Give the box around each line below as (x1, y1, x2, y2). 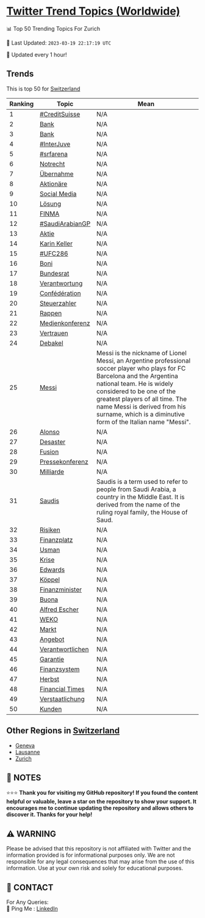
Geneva (15, 742, 35, 749)
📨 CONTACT (6, 882, 54, 892)
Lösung (39, 199, 62, 208)
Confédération (39, 289, 81, 298)
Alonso (39, 427, 60, 436)
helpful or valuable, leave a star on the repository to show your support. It (6, 798, 197, 805)
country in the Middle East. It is (96, 492, 185, 501)
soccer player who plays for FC (96, 364, 186, 372)
